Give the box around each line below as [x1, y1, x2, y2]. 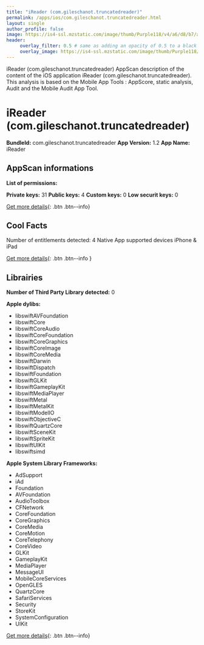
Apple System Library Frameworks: [6, 460, 98, 467]
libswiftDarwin [15, 357, 52, 365]
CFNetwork [15, 504, 44, 511]
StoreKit [15, 607, 36, 615]
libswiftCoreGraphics [15, 338, 68, 346]
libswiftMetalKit [15, 403, 54, 410]
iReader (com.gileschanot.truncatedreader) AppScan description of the [6, 65, 185, 72]
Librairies [6, 272, 43, 283]
